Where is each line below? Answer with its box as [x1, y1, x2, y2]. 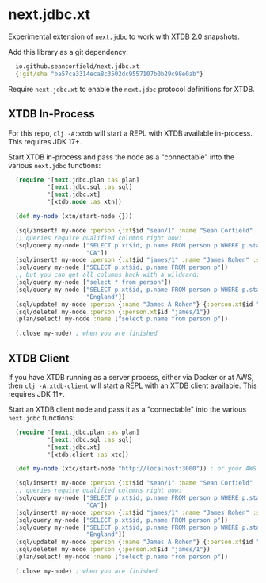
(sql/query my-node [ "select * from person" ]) [15, 278, 172, 286]
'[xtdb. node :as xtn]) [47, 198, 123, 206]
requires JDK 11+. [8, 389, 66, 398]
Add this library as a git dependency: [8, 47, 128, 56]
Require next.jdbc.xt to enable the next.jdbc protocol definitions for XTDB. [8, 84, 255, 94]
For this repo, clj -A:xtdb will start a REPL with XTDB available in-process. [8, 128, 253, 138]
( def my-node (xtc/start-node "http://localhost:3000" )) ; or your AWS [15, 465, 257, 473]
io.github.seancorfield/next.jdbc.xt [15, 62, 140, 71]
